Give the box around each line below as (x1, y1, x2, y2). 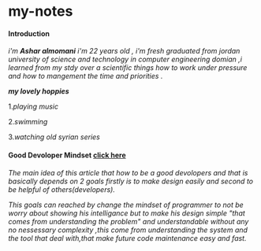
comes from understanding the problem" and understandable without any (8, 216, 249, 226)
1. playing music (8, 102, 59, 112)
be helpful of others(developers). (8, 184, 116, 194)
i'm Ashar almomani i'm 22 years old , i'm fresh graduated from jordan (8, 46, 240, 56)
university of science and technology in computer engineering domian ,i (8, 54, 243, 65)
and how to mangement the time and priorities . (8, 72, 163, 81)
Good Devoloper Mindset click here (8, 150, 126, 160)
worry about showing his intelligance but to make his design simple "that (8, 208, 246, 218)
